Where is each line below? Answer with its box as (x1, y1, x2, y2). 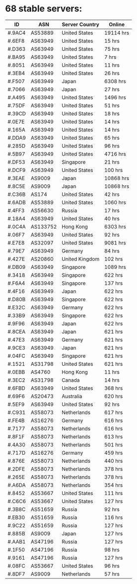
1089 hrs (104, 263, 127, 270)
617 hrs (104, 409, 123, 416)
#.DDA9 (7, 134, 26, 141)
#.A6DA (7, 482, 26, 489)
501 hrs (104, 441, 123, 448)
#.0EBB (7, 368, 25, 375)
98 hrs (104, 546, 120, 553)
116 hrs (104, 514, 123, 521)
